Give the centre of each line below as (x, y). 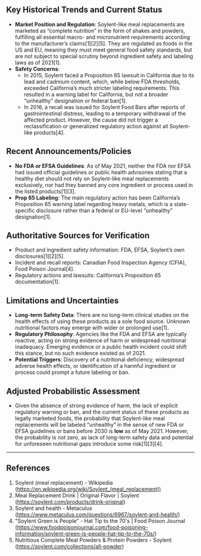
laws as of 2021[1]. (38, 62)
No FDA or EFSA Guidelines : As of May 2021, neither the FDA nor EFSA (103, 166)
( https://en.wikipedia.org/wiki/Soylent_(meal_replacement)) (88, 489)
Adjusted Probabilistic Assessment (73, 391)
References (28, 468)
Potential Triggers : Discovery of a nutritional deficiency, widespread (99, 359)
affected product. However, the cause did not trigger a (91, 120)
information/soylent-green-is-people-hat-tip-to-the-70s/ (85, 533)
